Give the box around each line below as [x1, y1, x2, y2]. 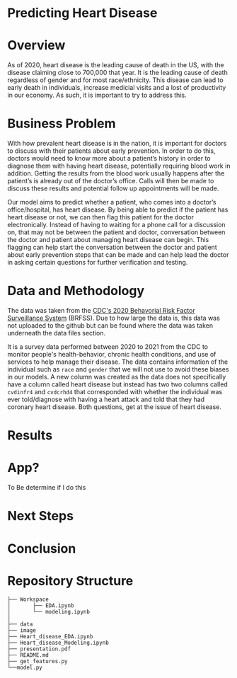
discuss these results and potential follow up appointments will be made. [7, 184, 219, 193]
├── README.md [7, 652, 50, 659]
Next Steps [7, 508, 74, 524]
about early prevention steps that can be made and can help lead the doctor [7, 251, 229, 259]
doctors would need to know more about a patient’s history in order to [7, 154, 211, 163]
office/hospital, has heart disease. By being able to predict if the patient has [7, 205, 229, 214]
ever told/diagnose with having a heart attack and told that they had [7, 395, 205, 403]
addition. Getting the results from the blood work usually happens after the [7, 169, 225, 178]
